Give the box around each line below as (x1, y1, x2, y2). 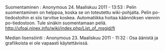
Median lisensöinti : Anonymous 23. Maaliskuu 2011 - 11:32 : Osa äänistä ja (5, 35, 158, 41)
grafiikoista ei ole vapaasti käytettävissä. (5, 40, 89, 46)
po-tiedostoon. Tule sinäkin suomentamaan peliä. (5, 20, 107, 26)
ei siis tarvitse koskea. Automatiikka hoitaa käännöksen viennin (30, 15, 160, 20)
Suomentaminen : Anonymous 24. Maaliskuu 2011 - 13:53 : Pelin (5, 4, 136, 10)
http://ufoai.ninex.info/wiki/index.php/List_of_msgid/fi (5, 25, 115, 31)
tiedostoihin (5, 15, 29, 20)
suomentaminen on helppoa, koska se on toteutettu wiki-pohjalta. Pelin (5, 9, 151, 15)
